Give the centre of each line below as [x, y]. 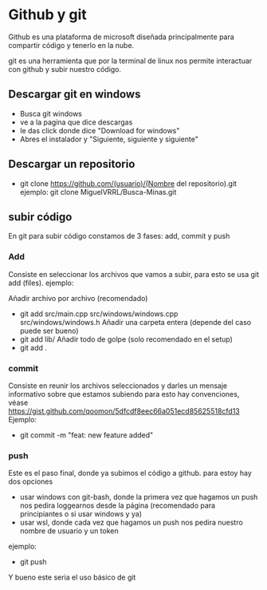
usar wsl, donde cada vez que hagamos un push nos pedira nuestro [131, 523]
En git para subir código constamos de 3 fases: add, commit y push [119, 236]
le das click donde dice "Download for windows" [100, 130]
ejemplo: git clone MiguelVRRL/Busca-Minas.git [98, 192]
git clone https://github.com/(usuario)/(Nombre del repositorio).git [128, 183]
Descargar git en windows [75, 95]
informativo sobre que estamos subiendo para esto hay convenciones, [124, 394]
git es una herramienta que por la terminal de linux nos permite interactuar [130, 61]
